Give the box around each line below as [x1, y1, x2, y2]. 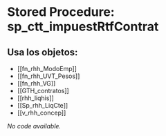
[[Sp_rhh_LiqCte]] [17, 101, 68, 109]
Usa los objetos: [7, 46, 78, 58]
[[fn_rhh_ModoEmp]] [17, 65, 77, 72]
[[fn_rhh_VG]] [17, 79, 56, 87]
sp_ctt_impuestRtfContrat [7, 19, 159, 35]
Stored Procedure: [7, 4, 116, 20]
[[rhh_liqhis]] [17, 94, 54, 102]
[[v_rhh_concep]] [17, 108, 66, 117]
